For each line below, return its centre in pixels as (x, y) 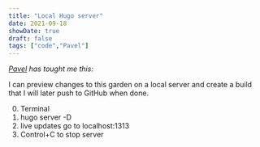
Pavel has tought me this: (51, 69)
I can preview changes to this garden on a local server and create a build (130, 85)
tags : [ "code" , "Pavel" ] (49, 46)
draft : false (30, 38)
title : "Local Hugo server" (56, 16)
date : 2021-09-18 (38, 23)
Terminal (35, 109)
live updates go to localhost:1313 (75, 126)
